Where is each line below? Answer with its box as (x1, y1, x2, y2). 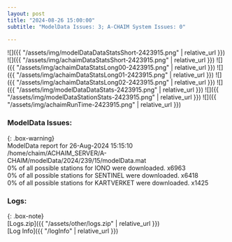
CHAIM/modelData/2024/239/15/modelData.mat (7, 156, 147, 164)
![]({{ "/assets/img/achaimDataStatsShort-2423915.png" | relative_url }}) (7, 56, 215, 64)
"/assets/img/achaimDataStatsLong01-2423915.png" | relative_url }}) (16, 71, 215, 79)
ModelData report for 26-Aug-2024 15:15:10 (7, 141, 133, 150)
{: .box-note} (7, 211, 44, 220)
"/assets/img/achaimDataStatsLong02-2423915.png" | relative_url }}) (16, 78, 215, 87)
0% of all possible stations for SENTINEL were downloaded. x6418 (7, 171, 199, 179)
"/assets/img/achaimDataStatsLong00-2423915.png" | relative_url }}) (16, 64, 215, 72)
